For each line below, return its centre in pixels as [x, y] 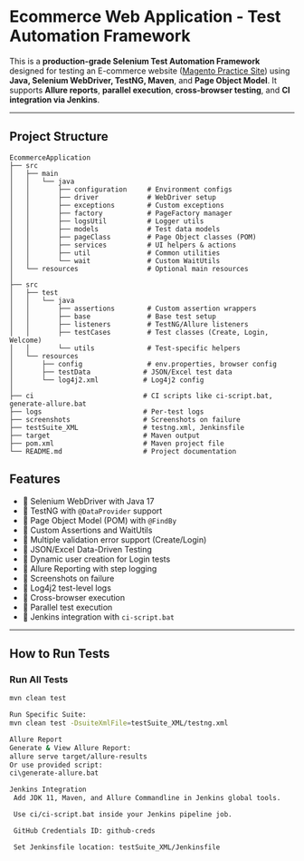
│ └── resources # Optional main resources [129, 269]
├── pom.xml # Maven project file [117, 443]
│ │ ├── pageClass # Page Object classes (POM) [133, 237]
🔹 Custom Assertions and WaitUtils [87, 530]
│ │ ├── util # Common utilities [115, 253]
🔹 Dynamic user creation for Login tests [96, 559]
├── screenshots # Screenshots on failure [125, 419]
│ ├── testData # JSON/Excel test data [121, 372]
